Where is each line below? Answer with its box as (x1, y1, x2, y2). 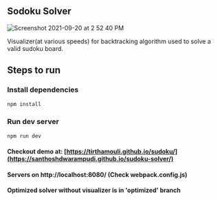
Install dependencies (7, 85, 79, 95)
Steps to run (7, 65, 61, 76)
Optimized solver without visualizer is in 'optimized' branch (7, 186, 181, 195)
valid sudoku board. (7, 44, 64, 52)
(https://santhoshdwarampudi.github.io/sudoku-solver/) (7, 155, 174, 163)
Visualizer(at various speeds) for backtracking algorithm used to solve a (7, 37, 211, 45)
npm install (7, 100, 41, 107)
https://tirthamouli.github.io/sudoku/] (66, 147, 177, 156)
